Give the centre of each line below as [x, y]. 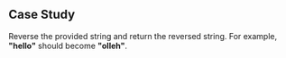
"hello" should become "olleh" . [68, 46]
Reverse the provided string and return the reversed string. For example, [143, 36]
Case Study [42, 15]
